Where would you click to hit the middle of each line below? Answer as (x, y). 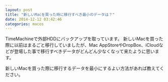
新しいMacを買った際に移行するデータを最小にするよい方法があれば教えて (82, 68)
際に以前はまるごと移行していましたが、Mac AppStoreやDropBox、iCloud (82, 45)
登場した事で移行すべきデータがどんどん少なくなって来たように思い (84, 51)
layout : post (19, 10)
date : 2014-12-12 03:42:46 (34, 19)
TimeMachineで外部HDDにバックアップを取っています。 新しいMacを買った (84, 39)
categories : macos (24, 24)
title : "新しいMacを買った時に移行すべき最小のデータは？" (60, 15)
